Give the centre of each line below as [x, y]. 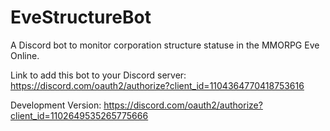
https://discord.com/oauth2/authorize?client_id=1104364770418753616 [157, 85]
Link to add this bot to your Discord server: [98, 75]
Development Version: [56, 105]
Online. [25, 55]
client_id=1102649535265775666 [79, 115]
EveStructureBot [81, 17]
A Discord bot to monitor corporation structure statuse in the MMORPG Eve [165, 45]
